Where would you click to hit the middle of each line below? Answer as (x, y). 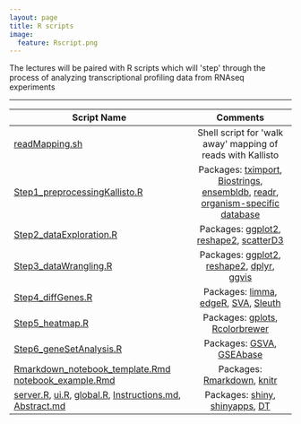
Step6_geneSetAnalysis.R (68, 349)
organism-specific (241, 203)
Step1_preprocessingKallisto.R (78, 192)
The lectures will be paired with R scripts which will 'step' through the (138, 68)
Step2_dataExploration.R (66, 235)
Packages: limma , (240, 292)
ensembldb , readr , (240, 192)
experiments (32, 87)
